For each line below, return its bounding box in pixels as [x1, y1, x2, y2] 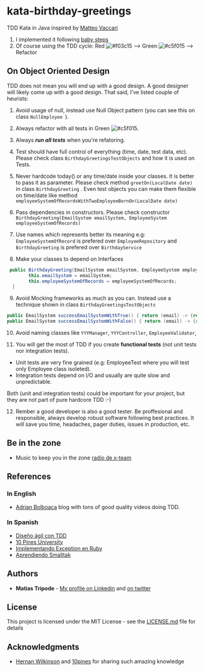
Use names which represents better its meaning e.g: [15, 231, 146, 238]
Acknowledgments [7, 641, 80, 652]
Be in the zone [7, 438, 61, 448]
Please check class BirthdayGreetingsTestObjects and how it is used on [15, 154, 195, 161]
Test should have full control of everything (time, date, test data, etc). [15, 148, 188, 155]
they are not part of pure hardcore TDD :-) [7, 396, 111, 403]
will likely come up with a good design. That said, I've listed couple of [7, 89, 180, 96]
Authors [7, 569, 39, 579]
